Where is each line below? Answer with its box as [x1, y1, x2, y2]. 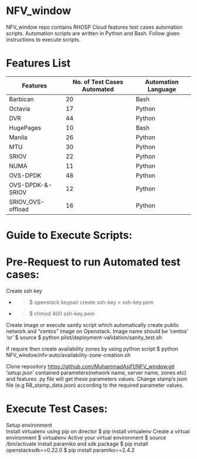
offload [9, 205, 29, 213]
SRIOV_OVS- [9, 198, 45, 206]
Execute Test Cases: [6, 402, 108, 416]
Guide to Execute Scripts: [6, 229, 133, 242]
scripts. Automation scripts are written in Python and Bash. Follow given [6, 29, 180, 36]
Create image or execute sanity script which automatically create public [6, 322, 179, 328]
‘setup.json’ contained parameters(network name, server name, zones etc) [6, 369, 186, 376]
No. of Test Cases [72, 77, 124, 86]
